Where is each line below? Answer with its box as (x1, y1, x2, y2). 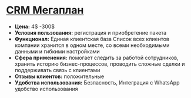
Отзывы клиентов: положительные (14, 73, 105, 80)
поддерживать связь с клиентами (14, 66, 100, 73)
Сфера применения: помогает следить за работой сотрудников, (14, 54, 179, 61)
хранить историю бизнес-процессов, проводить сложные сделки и (14, 60, 185, 67)
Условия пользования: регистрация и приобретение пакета (14, 29, 167, 36)
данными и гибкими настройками (14, 48, 100, 55)
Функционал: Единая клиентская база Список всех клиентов (14, 35, 169, 42)
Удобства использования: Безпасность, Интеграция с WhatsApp (14, 79, 180, 86)
